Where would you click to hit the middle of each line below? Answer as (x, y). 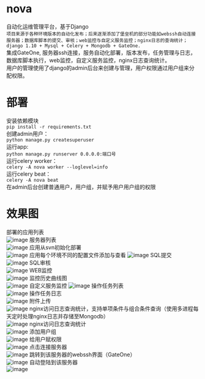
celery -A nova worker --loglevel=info (57, 167)
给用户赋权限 (46, 339)
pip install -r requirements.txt (49, 127)
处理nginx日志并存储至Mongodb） (65, 316)
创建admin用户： (28, 133)
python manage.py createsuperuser (50, 140)
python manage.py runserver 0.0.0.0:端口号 (61, 154)
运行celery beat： (29, 174)
